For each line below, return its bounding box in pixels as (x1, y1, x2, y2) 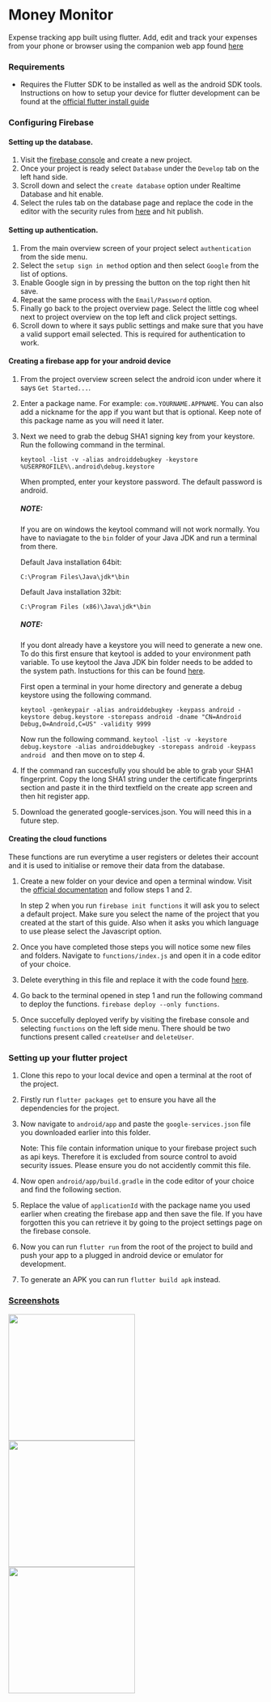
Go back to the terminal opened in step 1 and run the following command (19, 990, 263, 1000)
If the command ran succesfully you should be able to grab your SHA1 (19, 765, 253, 775)
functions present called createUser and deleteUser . (19, 1031, 194, 1041)
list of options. (19, 269, 69, 278)
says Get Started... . (19, 383, 91, 392)
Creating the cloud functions (8, 834, 108, 844)
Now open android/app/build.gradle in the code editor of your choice (19, 1176, 255, 1186)
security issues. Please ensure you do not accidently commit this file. (19, 1161, 252, 1171)
